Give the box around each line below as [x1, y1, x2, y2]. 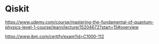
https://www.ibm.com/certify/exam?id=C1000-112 [5, 33, 104, 39]
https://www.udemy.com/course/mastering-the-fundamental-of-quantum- [5, 19, 154, 25]
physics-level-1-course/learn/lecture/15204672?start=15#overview [5, 24, 139, 30]
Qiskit [5, 3, 30, 14]
